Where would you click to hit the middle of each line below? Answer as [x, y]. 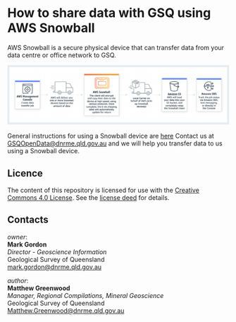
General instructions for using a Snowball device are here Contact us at [111, 136]
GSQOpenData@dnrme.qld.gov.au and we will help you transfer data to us [115, 143]
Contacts [28, 220]
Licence [25, 173]
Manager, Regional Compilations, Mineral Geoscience [86, 295]
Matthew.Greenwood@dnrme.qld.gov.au [66, 310]
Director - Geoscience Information [57, 251]
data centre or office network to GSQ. [62, 55]
